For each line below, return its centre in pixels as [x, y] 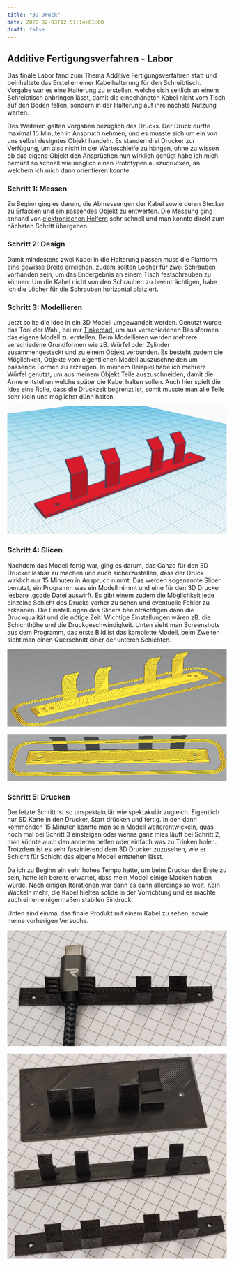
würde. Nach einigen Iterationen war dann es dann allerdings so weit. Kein [114, 885]
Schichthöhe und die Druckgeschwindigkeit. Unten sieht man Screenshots [114, 624]
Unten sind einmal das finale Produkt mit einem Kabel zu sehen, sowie [108, 913]
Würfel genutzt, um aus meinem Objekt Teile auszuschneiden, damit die [110, 374]
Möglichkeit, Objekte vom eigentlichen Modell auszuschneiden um [102, 360]
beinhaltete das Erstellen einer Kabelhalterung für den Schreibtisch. [104, 83]
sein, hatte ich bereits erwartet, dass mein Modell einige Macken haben [110, 878]
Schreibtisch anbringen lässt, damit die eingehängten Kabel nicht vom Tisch [116, 98]
